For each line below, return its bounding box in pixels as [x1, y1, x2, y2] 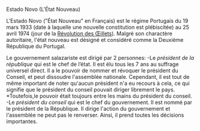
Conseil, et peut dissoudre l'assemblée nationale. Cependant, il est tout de [6, 74, 190, 80]
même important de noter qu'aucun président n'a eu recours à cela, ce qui [6, 80, 190, 87]
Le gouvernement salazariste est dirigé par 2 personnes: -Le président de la [6, 54, 195, 61]
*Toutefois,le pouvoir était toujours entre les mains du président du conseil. [6, 93, 193, 99]
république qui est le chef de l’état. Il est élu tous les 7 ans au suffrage [6, 60, 179, 68]
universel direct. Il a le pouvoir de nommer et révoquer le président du [6, 67, 178, 74]
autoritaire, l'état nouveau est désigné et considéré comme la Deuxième [6, 36, 184, 43]
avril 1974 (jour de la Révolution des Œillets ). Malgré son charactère [6, 30, 172, 37]
